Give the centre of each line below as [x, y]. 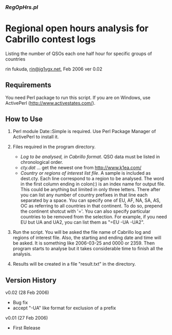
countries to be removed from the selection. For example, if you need [94, 217]
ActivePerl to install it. [36, 137]
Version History [31, 280]
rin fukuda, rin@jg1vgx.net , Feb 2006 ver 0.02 [54, 69]
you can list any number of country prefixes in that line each [84, 195]
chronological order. [42, 162]
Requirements [28, 85]
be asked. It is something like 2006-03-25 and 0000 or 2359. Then [84, 243]
